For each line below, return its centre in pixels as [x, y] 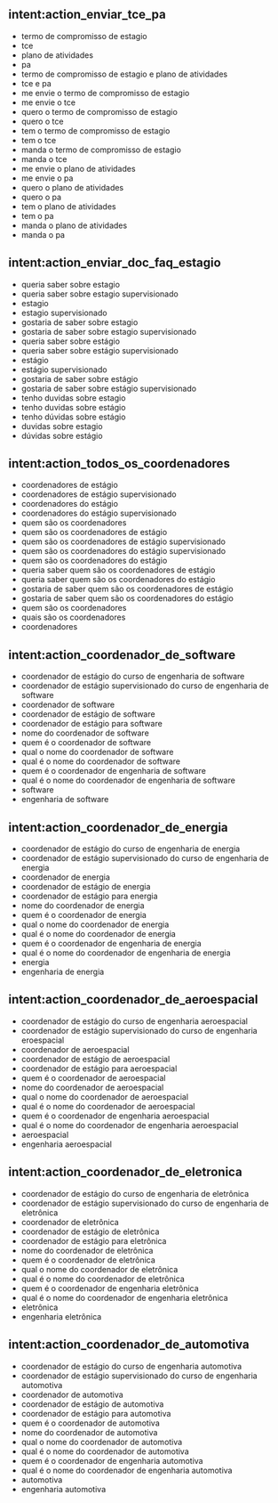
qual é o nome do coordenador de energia [99, 934]
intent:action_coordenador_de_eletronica [125, 1172]
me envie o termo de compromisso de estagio [105, 93]
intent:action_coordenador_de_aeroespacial [133, 999]
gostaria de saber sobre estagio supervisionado [109, 331]
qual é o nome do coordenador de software [101, 761]
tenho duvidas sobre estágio [73, 407]
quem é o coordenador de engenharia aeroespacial [115, 1116]
